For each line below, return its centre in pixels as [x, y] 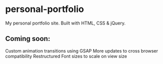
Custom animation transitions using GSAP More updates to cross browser [82, 50]
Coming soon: [28, 39]
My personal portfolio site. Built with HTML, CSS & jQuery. [66, 23]
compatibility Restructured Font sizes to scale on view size [66, 56]
